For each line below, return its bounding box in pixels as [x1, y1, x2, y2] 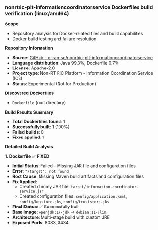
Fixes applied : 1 [12, 134, 44, 140]
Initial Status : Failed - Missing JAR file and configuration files [12, 163, 136, 169]
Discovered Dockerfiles [5, 90, 54, 96]
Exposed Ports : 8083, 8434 [12, 220, 69, 226]
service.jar [19, 189, 44, 194]
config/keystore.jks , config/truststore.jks [19, 199, 110, 205]
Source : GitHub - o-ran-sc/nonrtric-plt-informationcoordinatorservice [12, 55, 153, 61]
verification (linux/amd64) [5, 10, 69, 17]
